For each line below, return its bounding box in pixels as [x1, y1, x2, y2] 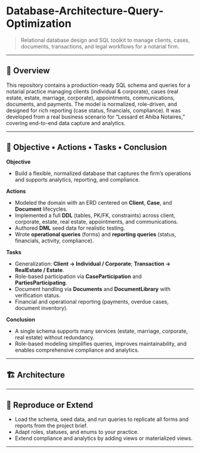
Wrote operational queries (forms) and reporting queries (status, [14, 230, 177, 238]
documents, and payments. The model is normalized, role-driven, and [6, 100, 177, 108]
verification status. [14, 292, 61, 299]
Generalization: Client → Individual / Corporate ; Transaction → [14, 260, 171, 267]
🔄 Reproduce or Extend [6, 400, 93, 410]
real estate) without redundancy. [14, 333, 95, 340]
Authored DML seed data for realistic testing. [14, 224, 126, 232]
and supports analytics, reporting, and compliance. [14, 176, 140, 183]
